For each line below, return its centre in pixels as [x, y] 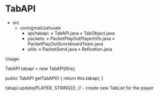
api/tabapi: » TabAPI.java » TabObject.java [71, 33]
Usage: [13, 58]
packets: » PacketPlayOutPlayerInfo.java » [71, 38]
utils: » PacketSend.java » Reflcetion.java [70, 49]
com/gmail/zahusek [40, 27]
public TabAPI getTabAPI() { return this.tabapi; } [54, 78]
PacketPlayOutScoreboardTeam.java [65, 43]
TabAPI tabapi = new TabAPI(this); [41, 68]
